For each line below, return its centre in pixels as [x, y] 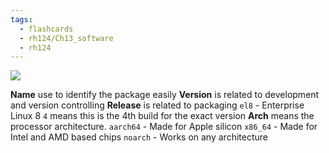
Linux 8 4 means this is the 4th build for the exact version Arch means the [162, 116]
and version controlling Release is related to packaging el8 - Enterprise [157, 105]
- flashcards [46, 29]
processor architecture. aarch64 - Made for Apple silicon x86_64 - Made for [164, 127]
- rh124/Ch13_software [66, 38]
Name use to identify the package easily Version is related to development [165, 95]
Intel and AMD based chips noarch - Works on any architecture [139, 137]
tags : [21, 19]
